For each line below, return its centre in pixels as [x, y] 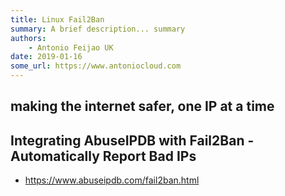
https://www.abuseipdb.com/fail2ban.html [112, 180]
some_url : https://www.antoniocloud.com [96, 66]
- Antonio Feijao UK [71, 47]
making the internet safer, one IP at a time [142, 106]
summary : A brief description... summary [98, 29]
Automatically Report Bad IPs [103, 156]
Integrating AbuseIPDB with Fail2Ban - [132, 140]
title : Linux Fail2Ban [57, 19]
